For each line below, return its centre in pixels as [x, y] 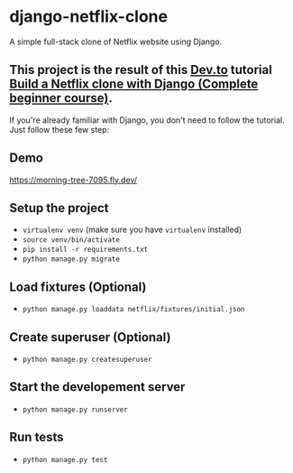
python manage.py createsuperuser [87, 359]
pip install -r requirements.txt [85, 250]
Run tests [37, 437]
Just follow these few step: [60, 129]
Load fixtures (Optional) [78, 287]
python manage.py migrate [71, 259]
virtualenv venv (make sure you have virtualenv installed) [132, 230]
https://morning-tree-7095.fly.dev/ [73, 180]
